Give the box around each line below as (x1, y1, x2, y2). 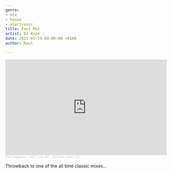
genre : (5, 7, 19, 13)
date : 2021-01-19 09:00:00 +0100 (5, 36, 77, 41)
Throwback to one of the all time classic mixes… (5, 163, 107, 169)
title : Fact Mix (5, 27, 40, 32)
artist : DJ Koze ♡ (5, 31, 45, 36)
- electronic (5, 21, 33, 27)
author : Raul (5, 41, 33, 46)
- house (5, 17, 22, 22)
